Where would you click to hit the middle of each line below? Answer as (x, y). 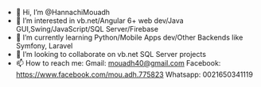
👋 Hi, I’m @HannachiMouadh (62, 12)
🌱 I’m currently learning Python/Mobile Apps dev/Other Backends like (129, 37)
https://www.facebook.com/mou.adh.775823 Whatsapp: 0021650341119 (134, 74)
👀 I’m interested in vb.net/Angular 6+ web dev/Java (100, 21)
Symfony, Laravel (44, 46)
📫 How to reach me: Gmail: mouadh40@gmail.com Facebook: (118, 63)
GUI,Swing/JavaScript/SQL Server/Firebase (87, 29)
